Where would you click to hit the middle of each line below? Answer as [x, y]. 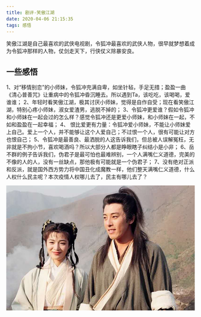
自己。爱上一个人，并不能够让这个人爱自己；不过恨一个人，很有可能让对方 [103, 132]
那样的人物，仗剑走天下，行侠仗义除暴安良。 [82, 51]
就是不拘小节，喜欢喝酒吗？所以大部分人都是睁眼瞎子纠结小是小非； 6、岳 [103, 147]
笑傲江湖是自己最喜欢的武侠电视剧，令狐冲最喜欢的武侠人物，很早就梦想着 [98, 44]
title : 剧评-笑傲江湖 [31, 13]
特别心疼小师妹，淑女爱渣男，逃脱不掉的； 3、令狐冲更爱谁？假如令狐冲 [105, 110]
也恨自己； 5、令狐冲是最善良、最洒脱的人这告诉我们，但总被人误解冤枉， [98, 140]
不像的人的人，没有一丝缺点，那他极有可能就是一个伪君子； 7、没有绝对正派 [100, 162]
